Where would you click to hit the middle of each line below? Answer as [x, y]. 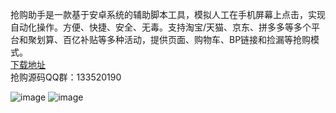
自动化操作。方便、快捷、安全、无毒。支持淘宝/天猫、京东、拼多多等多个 [161, 27]
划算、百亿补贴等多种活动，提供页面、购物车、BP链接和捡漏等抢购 [174, 39]
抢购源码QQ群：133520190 [66, 77]
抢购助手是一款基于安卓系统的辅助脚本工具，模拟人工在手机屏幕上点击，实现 [168, 14]
